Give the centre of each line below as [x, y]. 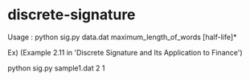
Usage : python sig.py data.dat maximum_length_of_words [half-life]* [122, 37]
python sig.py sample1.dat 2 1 [56, 68]
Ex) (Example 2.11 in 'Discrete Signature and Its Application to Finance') [125, 52]
